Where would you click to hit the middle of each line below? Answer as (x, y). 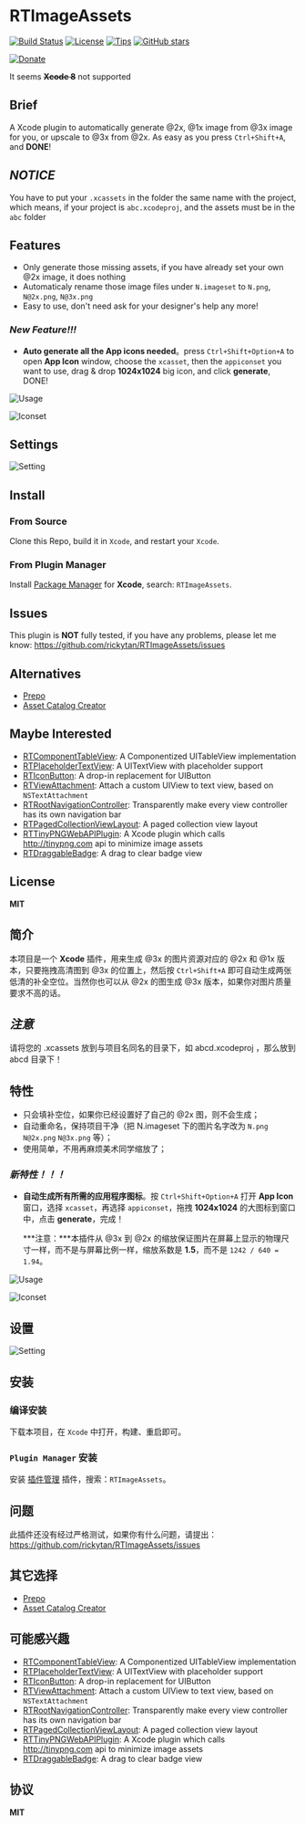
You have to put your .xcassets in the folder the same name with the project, (153, 197)
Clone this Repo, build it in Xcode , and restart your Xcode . (115, 541)
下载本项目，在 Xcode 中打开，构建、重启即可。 (98, 1432)
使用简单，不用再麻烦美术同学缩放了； (94, 1149)
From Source (38, 521)
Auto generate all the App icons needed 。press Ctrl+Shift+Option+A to (158, 351)
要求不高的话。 (37, 992)
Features (35, 245)
